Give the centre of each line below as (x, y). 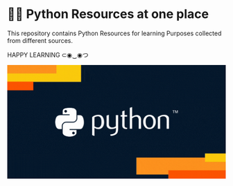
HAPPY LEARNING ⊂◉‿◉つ (48, 55)
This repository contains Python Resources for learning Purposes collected (114, 33)
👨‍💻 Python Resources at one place (108, 14)
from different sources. (40, 40)
